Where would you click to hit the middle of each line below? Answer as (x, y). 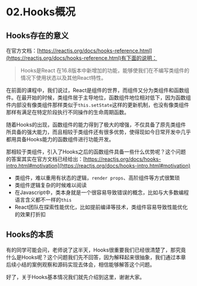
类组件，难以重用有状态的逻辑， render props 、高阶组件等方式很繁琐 (97, 178)
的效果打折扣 (30, 214)
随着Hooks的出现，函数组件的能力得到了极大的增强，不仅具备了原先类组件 (96, 125)
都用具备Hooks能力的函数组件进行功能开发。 (60, 139)
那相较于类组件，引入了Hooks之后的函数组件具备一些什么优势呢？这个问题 (96, 152)
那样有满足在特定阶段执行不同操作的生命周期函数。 (68, 112)
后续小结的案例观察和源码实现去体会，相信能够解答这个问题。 (81, 264)
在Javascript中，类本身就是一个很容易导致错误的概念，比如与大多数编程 (102, 192)
